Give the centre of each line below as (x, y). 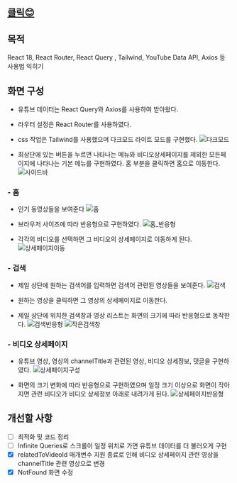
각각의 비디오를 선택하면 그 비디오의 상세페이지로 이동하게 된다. (105, 239)
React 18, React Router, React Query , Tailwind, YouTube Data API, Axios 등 (116, 57)
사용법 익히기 (26, 67)
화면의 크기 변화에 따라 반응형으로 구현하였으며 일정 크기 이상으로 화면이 (117, 384)
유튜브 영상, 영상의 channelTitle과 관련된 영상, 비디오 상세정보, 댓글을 (114, 361)
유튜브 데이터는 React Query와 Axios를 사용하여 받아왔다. (98, 109)
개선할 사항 (30, 418)
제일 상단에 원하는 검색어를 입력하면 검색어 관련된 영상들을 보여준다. (111, 285)
